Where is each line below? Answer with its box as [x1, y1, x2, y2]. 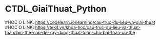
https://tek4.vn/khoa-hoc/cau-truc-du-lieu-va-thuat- [35, 24, 141, 30]
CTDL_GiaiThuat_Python [5, 3, 107, 14]
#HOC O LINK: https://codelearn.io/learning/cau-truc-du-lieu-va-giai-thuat [5, 19, 155, 25]
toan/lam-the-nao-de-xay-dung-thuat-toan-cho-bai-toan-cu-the [5, 29, 136, 35]
